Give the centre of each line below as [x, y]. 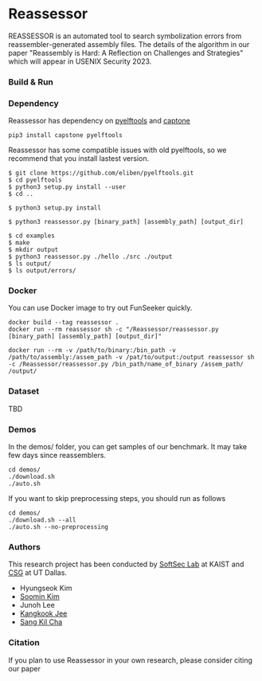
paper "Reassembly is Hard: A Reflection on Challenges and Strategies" [126, 53]
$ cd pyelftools [35, 180]
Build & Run [31, 82]
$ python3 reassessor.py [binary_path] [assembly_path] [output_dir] [126, 222]
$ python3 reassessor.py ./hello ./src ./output [90, 257]
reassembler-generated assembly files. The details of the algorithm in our [129, 44]
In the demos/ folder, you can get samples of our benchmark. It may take [128, 447]
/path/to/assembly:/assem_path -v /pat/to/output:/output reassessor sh [131, 358]
